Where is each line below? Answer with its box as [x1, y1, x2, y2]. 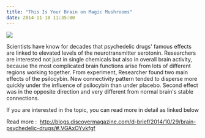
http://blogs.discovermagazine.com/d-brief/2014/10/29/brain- [39, 118, 196, 125]
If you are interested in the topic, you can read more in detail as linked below [6, 106, 199, 113]
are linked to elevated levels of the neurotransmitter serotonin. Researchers [6, 49, 196, 57]
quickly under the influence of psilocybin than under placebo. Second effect [6, 81, 199, 89]
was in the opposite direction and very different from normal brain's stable [6, 88, 194, 95]
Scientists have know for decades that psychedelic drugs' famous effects [6, 43, 192, 50]
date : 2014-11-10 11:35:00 [6, 15, 75, 21]
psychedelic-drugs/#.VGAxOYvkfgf [6, 124, 96, 131]
